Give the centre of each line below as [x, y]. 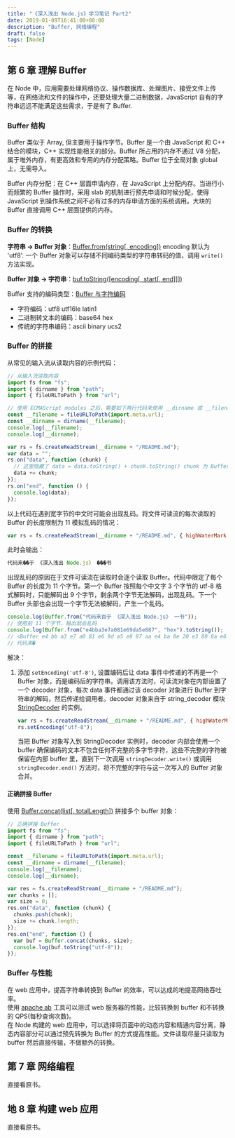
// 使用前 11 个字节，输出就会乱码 [52, 624]
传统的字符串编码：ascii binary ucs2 [70, 326]
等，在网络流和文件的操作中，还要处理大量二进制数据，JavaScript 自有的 [113, 97]
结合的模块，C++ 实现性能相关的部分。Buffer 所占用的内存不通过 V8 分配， [116, 151]
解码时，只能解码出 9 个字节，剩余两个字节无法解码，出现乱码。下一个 [115, 595]
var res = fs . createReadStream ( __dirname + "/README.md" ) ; [95, 888]
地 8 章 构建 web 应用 [53, 1109]
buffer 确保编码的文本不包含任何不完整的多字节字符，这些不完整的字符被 [122, 750]
